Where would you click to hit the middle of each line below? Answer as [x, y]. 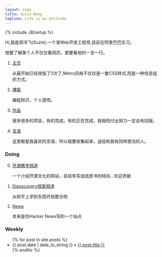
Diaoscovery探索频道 [33, 186]
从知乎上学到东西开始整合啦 [40, 196]
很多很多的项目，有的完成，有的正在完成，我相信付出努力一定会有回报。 [84, 121]
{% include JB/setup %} [29, 33]
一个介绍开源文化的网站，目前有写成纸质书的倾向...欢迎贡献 [72, 176]
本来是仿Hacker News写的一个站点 [47, 216]
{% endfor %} [26, 250]
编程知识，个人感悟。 [33, 100]
